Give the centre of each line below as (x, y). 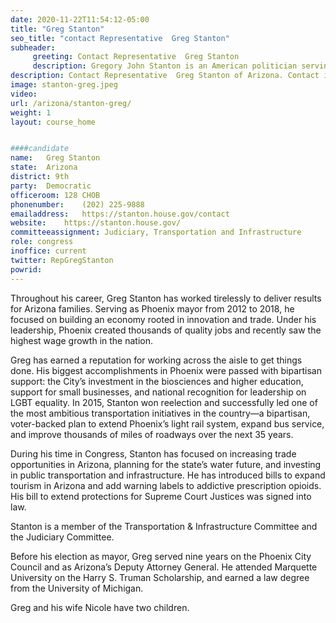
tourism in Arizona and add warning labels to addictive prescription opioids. (166, 485)
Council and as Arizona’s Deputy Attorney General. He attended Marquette (164, 567)
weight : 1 (31, 112)
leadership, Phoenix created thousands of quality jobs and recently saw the (166, 330)
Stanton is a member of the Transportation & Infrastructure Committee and (164, 526)
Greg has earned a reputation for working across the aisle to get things (156, 360)
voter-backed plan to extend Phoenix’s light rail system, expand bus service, (167, 423)
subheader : (33, 47)
